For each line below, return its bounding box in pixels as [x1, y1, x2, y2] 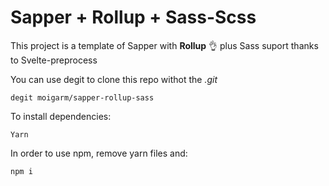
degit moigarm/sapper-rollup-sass [10, 92, 155, 103]
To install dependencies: [10, 110, 112, 122]
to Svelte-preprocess [10, 54, 98, 66]
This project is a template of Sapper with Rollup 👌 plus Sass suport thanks [10, 39, 319, 51]
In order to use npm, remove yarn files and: [10, 147, 188, 159]
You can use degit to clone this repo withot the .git [10, 73, 218, 85]
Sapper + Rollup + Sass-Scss [10, 6, 257, 29]
